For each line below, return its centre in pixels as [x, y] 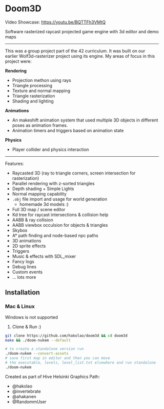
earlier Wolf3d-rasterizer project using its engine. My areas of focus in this [80, 56]
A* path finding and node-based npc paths [55, 235]
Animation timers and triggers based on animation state [68, 130]
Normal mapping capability [39, 193]
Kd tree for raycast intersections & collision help [60, 215]
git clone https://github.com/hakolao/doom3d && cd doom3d [66, 336]
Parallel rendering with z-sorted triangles [53, 183]
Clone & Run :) [27, 327]
